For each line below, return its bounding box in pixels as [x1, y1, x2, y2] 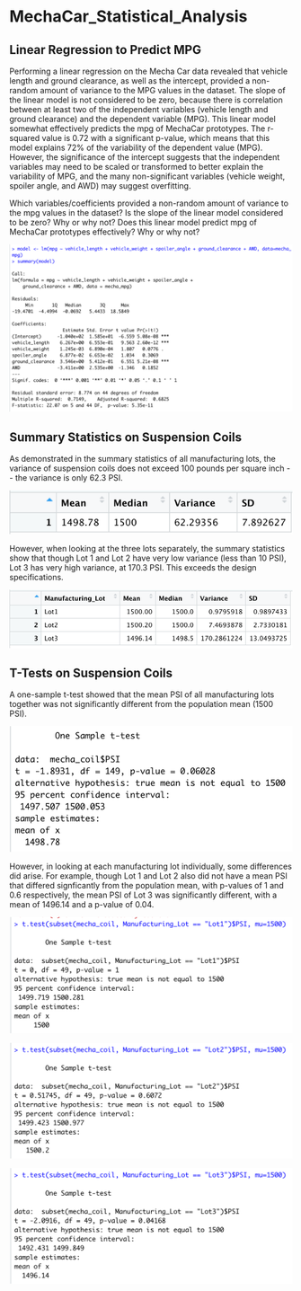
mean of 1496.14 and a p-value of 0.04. [9, 899, 155, 910]
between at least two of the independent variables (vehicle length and [9, 104, 269, 114]
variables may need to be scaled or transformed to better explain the [9, 162, 263, 172]
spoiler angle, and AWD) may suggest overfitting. [9, 181, 191, 190]
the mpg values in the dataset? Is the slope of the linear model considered [9, 208, 284, 217]
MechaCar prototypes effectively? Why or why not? [9, 226, 200, 237]
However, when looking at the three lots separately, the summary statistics [9, 544, 286, 554]
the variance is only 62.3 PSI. [14, 473, 123, 483]
